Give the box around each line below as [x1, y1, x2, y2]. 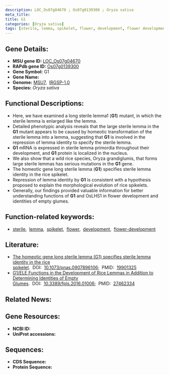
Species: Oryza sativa [12, 84, 59, 90]
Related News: [5, 295, 52, 304]
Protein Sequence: [12, 364, 53, 370]
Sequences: [5, 345, 44, 354]
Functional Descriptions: [5, 99, 84, 108]
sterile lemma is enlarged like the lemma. [12, 118, 97, 124]
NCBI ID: [12, 325, 31, 332]
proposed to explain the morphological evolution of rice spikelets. [12, 182, 148, 188]
